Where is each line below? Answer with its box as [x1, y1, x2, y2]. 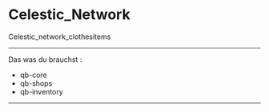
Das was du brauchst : [8, 54, 82, 64]
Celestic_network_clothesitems [8, 32, 111, 41]
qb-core [19, 70, 47, 79]
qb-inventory [19, 87, 64, 96]
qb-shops [19, 78, 53, 88]
